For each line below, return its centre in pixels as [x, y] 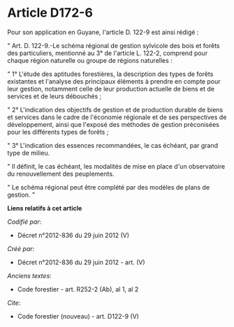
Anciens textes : [30, 275]
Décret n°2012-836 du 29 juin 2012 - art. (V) [81, 262]
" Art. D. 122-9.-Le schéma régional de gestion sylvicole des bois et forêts [114, 45]
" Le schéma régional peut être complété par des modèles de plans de [109, 187]
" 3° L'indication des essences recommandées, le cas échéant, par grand [113, 145]
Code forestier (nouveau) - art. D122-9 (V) [78, 316]
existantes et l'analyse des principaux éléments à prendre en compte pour [114, 81]
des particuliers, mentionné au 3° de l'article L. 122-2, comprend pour [108, 53]
